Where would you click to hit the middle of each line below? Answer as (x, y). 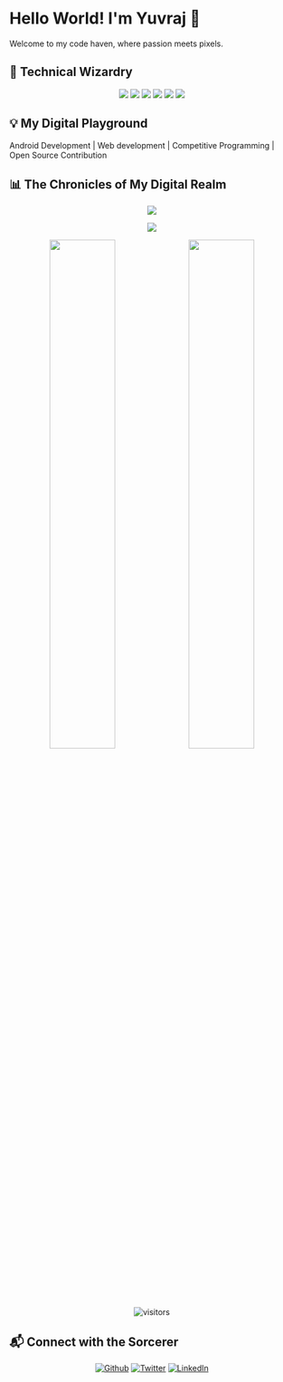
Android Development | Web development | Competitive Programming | (142, 145)
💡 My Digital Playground (79, 124)
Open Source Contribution (58, 155)
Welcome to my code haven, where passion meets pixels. (117, 43)
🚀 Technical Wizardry (71, 72)
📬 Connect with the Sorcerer (94, 1342)
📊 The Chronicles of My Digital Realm (118, 184)
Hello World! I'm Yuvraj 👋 (105, 19)
